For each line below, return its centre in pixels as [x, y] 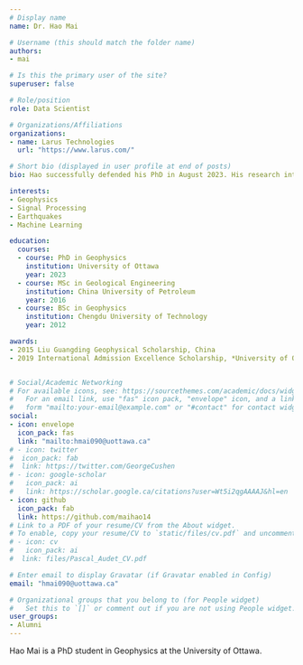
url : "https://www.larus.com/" [76, 150]
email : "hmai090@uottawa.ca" [64, 584]
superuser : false [42, 84]
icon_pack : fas [46, 433]
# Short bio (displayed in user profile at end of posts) [120, 167]
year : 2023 [46, 275]
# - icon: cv [34, 542]
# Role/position [40, 100]
